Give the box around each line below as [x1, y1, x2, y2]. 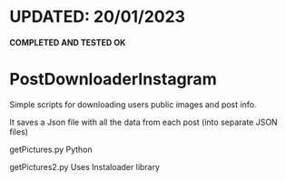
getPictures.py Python [9, 144, 93, 155]
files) [9, 126, 29, 137]
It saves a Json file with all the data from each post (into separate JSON [9, 116, 279, 127]
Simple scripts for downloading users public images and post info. [9, 98, 257, 110]
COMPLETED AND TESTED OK [9, 36, 126, 47]
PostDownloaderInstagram [9, 68, 217, 89]
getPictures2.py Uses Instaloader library [9, 161, 161, 172]
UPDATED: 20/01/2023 [9, 6, 186, 27]
